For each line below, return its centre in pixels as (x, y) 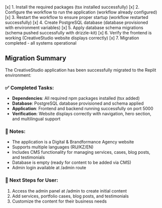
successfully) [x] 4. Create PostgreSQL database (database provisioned (77, 22)
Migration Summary (36, 58)
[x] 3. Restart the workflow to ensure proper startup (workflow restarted (77, 17)
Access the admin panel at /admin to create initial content (69, 191)
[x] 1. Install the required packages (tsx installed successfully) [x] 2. (72, 7)
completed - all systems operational (41, 43)
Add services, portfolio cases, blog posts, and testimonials (70, 196)
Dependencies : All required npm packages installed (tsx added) (76, 98)
